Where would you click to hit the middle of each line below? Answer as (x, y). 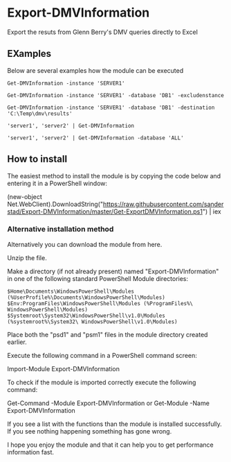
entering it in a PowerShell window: (57, 183)
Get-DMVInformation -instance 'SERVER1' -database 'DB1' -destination (111, 108)
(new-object (25, 196)
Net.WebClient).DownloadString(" (55, 204)
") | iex (212, 211)
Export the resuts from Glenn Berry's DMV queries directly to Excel (103, 32)
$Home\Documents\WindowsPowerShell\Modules (71, 291)
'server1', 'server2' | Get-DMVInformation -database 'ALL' (96, 138)
